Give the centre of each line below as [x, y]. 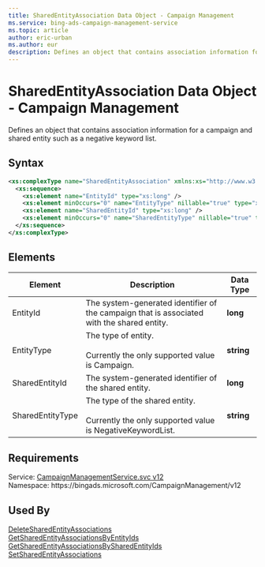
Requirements [43, 458]
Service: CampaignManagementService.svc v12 [86, 477]
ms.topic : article [38, 30]
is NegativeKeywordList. [131, 430]
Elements [32, 257]
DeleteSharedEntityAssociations [60, 529]
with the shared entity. [127, 322]
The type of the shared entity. [140, 400]
